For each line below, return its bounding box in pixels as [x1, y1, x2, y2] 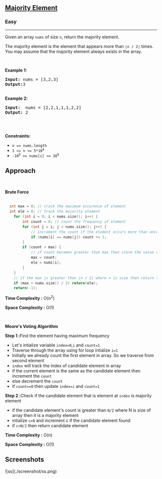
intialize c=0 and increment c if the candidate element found [12, 417, 131, 423]
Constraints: [5, 133, 31, 139]
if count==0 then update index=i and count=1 [12, 383, 100, 389]
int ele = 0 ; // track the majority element [9, 209, 100, 214]
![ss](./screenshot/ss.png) [5, 468, 57, 474]
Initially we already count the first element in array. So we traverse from [12, 352, 154, 358]
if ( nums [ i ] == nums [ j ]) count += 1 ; [30, 234, 107, 239]
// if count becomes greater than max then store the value [30, 250, 154, 255]
